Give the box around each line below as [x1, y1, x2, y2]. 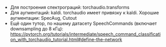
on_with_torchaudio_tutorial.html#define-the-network [10, 36, 122, 42]
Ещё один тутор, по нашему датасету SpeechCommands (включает [10, 20, 157, 26]
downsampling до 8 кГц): [10, 26, 64, 32]
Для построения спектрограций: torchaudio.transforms [10, 5, 130, 10]
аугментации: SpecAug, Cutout [10, 15, 77, 21]
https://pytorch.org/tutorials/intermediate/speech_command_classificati [10, 31, 161, 37]
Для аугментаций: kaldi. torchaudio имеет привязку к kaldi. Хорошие [10, 10, 159, 16]
